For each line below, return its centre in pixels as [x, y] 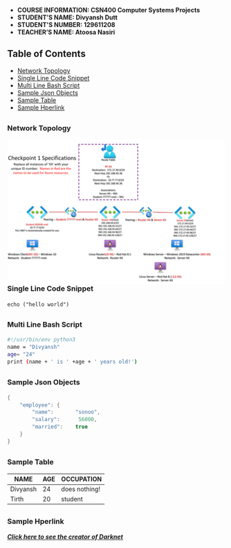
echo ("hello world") [38, 305]
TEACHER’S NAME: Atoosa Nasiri [66, 32]
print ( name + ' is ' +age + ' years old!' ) [72, 362]
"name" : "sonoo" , [66, 412]
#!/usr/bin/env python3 [41, 340]
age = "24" [21, 354]
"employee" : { [40, 405]
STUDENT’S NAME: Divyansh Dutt [67, 17]
